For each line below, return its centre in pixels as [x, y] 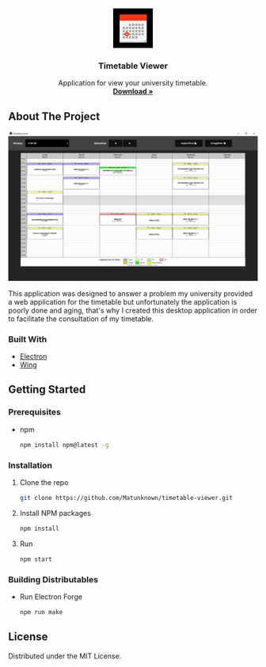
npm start [36, 559]
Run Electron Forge [51, 597]
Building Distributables [53, 579]
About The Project [54, 116]
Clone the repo [44, 482]
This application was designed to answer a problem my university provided [131, 294]
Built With [28, 339]
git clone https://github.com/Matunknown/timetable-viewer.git [126, 498]
